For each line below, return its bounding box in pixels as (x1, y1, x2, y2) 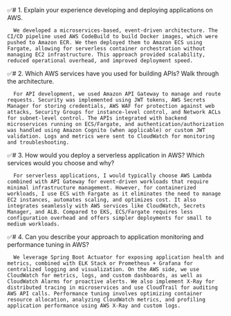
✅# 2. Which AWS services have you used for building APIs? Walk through (7, 69, 219, 77)
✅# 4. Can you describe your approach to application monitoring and (7, 233, 204, 241)
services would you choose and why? (7, 159, 115, 167)
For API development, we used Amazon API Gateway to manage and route (13, 91, 221, 97)
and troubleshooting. (7, 139, 70, 146)
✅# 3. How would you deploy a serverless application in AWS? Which (7, 151, 205, 159)
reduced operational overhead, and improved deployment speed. (7, 57, 194, 64)
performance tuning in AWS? (7, 241, 90, 248)
